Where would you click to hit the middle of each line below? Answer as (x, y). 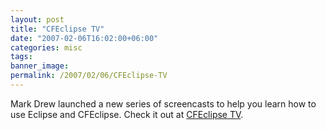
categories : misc (46, 47)
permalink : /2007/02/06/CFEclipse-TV (89, 76)
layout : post (37, 19)
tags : (21, 57)
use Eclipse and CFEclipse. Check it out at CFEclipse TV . (127, 114)
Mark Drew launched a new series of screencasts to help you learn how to (163, 103)
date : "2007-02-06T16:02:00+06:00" (84, 38)
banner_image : (40, 66)
